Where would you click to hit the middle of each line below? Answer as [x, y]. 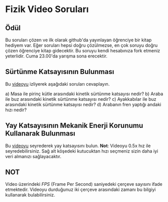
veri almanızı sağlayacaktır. [33, 156]
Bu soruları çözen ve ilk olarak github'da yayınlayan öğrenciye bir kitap [78, 40]
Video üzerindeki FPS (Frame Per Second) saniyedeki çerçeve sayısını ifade [84, 184]
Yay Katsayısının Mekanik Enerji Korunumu [74, 126]
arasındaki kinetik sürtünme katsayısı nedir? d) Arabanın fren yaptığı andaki [83, 104]
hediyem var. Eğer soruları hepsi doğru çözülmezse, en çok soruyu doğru [81, 45]
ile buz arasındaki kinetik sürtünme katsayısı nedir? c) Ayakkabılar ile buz [81, 99]
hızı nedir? [16, 110]
